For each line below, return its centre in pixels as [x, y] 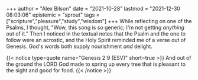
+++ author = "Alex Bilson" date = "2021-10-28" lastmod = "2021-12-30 [93, 9]
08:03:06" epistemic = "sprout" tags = [53, 15]
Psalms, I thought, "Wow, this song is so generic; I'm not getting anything [95, 27]
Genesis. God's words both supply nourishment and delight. [79, 46]
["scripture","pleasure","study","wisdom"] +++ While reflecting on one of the [99, 21]
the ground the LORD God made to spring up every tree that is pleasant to [96, 64]
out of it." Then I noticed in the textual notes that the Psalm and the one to [96, 34]
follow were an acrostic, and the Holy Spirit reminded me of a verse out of [96, 40]
